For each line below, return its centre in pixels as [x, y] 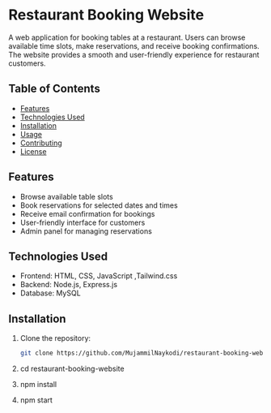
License [33, 151]
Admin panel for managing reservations [86, 231]
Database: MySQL [50, 293]
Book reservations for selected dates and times [99, 205]
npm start [36, 400]
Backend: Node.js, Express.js [69, 285]
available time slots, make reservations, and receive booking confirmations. [134, 45]
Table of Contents [55, 89]
